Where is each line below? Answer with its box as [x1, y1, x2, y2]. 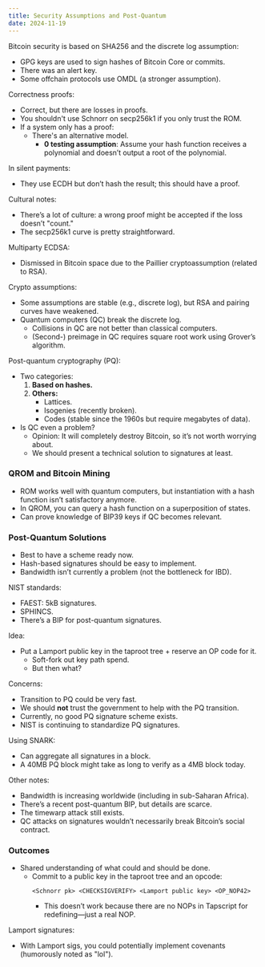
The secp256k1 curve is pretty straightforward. [19, 226, 175, 237]
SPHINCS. [19, 607, 54, 616]
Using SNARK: [8, 736, 56, 746]
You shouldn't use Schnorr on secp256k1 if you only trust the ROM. [19, 113, 243, 123]
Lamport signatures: [8, 925, 74, 935]
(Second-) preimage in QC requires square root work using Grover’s [31, 331, 256, 341]
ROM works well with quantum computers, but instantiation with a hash [19, 486, 255, 496]
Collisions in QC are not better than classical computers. [31, 323, 218, 333]
